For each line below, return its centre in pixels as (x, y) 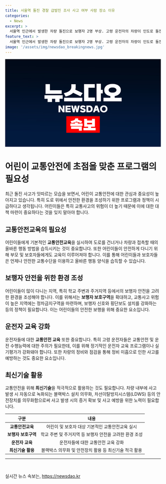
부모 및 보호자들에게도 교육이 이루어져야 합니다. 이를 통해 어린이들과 (75, 255)
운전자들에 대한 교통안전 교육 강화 (92, 442)
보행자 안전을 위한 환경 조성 (44, 278)
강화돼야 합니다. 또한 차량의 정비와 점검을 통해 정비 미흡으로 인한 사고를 (91, 352)
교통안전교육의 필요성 (36, 230)
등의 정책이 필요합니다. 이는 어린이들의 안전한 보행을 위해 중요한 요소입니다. (78, 309)
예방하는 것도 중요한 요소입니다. (36, 358)
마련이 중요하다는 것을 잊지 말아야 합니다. (50, 213)
